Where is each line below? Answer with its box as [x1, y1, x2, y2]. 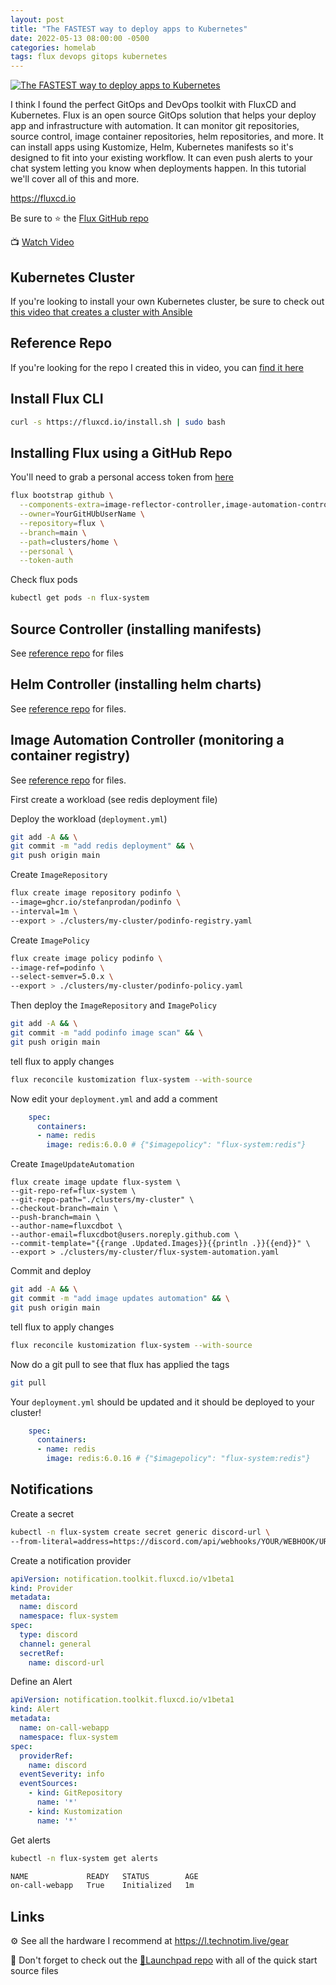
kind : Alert [10, 1704, 60, 1715]
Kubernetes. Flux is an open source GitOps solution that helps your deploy [10, 109, 317, 121]
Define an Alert [10, 1676, 73, 1688]
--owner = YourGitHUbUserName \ [19, 509, 145, 519]
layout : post [10, 14, 65, 25]
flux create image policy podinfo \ [10, 953, 163, 963]
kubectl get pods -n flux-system [10, 593, 150, 603]
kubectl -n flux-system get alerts [10, 1853, 159, 1863]
